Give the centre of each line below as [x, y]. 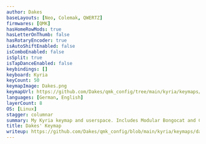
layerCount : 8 [25, 103]
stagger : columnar [30, 115]
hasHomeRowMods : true [34, 29]
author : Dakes [25, 12]
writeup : [17, 132]
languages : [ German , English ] [45, 97]
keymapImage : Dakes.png [37, 86]
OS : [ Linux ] [21, 109]
